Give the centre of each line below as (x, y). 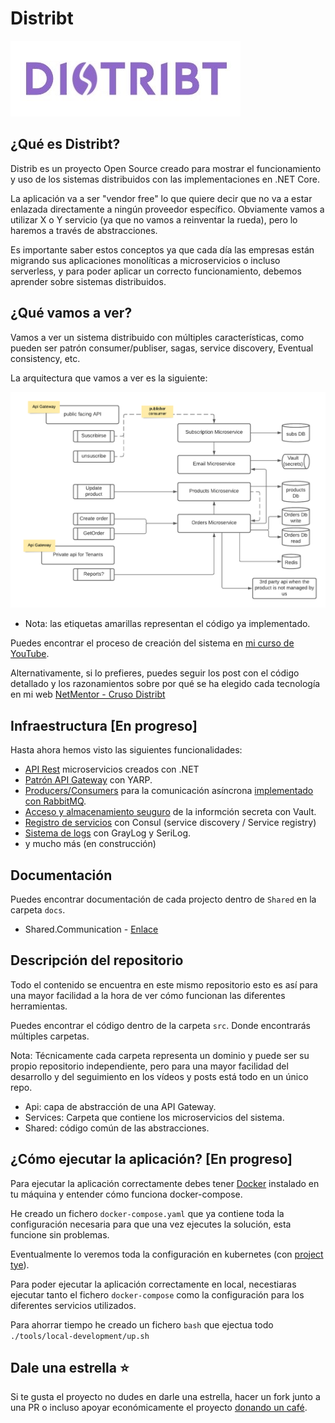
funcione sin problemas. (60, 1234)
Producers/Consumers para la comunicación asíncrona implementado (169, 791)
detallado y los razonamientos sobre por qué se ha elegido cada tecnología (165, 684)
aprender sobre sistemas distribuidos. (88, 281)
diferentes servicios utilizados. (73, 1305)
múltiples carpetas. (50, 1036)
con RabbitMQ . (55, 801)
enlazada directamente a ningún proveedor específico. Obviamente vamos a (167, 209)
